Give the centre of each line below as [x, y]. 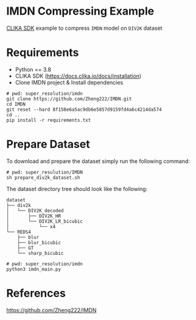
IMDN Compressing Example [80, 11]
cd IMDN [16, 104]
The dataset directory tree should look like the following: [77, 189]
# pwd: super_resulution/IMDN [45, 172]
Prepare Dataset [48, 144]
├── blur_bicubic [39, 242]
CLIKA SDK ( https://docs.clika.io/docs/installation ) [78, 76]
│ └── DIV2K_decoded [35, 210]
